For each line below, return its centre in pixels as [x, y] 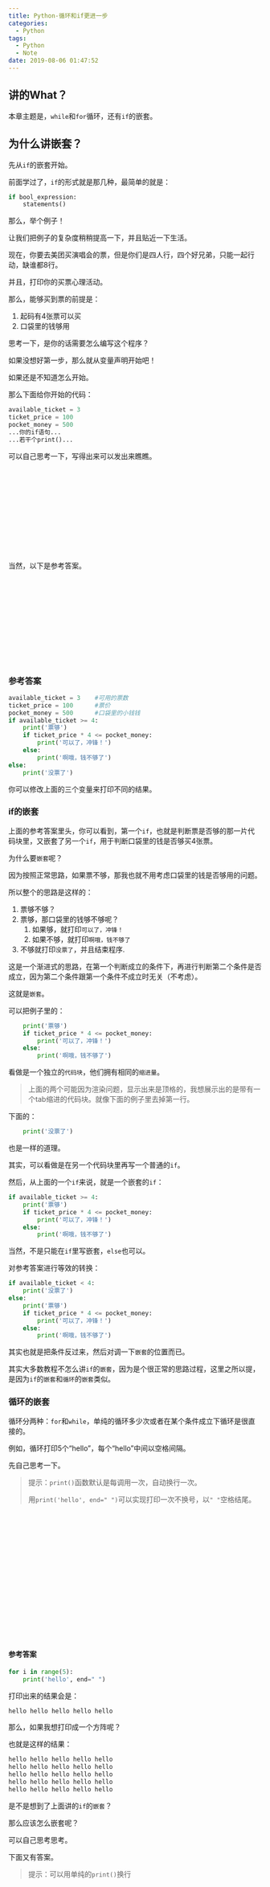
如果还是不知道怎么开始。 [51, 378]
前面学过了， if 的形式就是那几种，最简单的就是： [90, 182]
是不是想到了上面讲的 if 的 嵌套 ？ [60, 1806]
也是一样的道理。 [37, 1148]
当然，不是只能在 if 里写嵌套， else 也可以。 [79, 1251]
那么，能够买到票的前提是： [54, 299]
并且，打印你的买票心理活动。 [57, 282]
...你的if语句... [35, 432]
